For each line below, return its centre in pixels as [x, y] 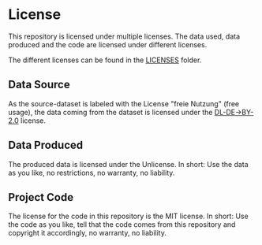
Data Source [39, 85]
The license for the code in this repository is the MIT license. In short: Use [128, 216]
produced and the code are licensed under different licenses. [108, 44]
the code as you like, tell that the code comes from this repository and [122, 225]
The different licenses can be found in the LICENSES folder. [105, 60]
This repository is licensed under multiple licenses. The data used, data [124, 36]
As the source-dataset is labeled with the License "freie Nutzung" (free [124, 103]
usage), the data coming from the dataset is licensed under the [110, 112]
